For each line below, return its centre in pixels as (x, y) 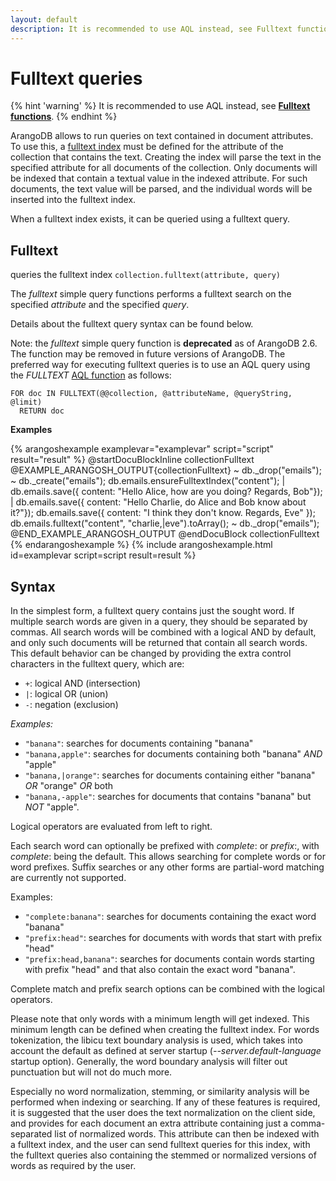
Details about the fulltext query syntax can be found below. (132, 324)
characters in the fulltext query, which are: (97, 664)
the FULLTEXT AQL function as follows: (91, 375)
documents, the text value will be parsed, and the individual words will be (161, 189)
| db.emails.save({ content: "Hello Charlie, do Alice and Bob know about (158, 502)
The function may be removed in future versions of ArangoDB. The (148, 354)
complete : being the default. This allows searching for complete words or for (168, 857)
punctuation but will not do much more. (91, 1072)
